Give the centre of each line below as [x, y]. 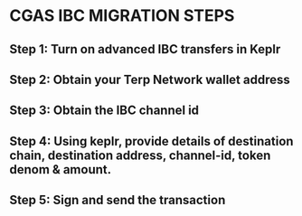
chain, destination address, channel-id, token [140, 155]
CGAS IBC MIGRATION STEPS [122, 16]
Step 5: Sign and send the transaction [118, 200]
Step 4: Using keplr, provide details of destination [151, 141]
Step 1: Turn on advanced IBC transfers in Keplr [145, 49]
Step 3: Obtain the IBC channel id [104, 111]
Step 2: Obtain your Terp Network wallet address [150, 79]
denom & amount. [61, 169]
